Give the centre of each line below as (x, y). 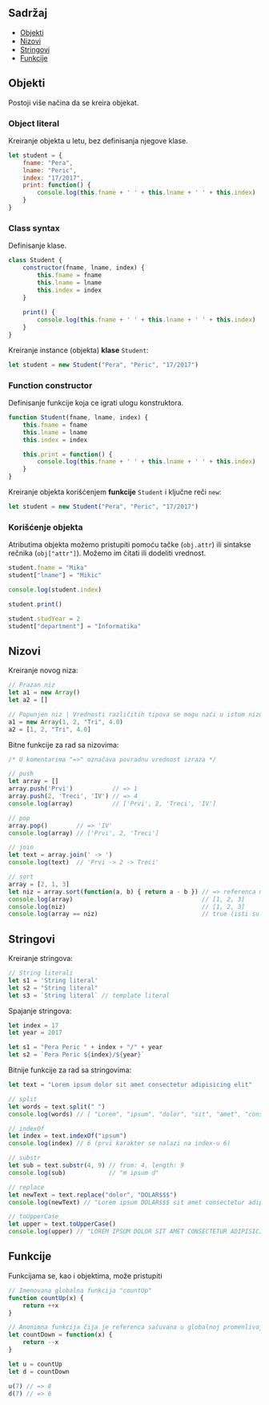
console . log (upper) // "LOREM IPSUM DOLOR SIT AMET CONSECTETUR (118, 1232)
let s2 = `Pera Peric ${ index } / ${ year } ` (77, 1055)
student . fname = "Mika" (48, 568)
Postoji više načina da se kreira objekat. (74, 103)
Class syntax (34, 228)
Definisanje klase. (38, 246)
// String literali (41, 973)
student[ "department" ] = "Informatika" (75, 626)
